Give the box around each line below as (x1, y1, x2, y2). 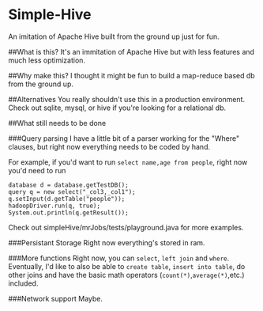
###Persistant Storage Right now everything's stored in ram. (8, 237, 205, 247)
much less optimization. (8, 55, 85, 65)
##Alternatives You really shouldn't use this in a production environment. (8, 94, 246, 104)
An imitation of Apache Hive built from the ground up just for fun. (8, 32, 220, 41)
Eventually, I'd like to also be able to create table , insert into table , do (8, 261, 246, 271)
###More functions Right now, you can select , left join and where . (8, 253, 230, 263)
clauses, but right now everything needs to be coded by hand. (8, 142, 211, 151)
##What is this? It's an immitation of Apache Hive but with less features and (8, 47, 255, 56)
